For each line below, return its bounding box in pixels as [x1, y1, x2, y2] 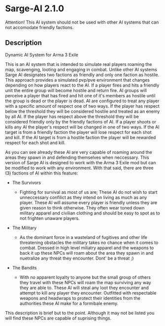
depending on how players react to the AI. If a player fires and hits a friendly [5, 82, 160, 88]
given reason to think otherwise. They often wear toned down [19, 205, 145, 210]
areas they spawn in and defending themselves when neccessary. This [5, 154, 149, 160]
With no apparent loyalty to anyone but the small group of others [19, 274, 151, 280]
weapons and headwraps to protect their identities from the [19, 295, 140, 301]
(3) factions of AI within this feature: [5, 170, 78, 176]
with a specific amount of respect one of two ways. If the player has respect [5, 103, 160, 109]
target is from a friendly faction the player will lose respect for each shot [5, 129, 152, 135]
